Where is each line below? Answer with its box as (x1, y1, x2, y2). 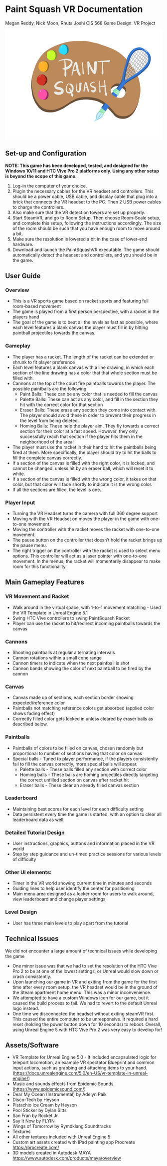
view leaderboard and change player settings (12, 896, 106, 902)
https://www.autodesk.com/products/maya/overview (12, 1155, 121, 1161)
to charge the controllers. (12, 204, 65, 210)
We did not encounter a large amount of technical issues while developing (5, 947, 158, 953)
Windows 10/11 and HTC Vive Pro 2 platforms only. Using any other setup (5, 167, 160, 173)
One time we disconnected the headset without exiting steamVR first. (12, 1010, 155, 1016)
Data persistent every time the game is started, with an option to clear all (12, 811, 162, 817)
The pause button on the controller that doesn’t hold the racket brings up (12, 536, 163, 543)
